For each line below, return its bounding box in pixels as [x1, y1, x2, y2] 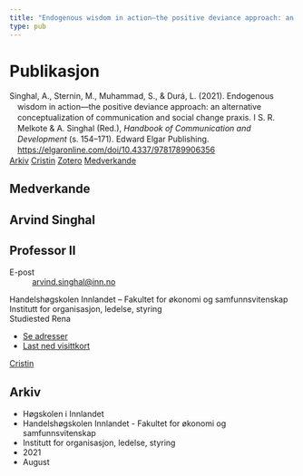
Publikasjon [9, 61, 100, 82]
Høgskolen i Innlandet [22, 409, 104, 420]
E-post [9, 267, 34, 277]
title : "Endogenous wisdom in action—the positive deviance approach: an [9, 13, 295, 23]
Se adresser [22, 331, 68, 342]
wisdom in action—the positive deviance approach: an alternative [17, 102, 261, 112]
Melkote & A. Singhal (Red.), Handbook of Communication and [17, 123, 251, 134]
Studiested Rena [9, 314, 71, 325]
